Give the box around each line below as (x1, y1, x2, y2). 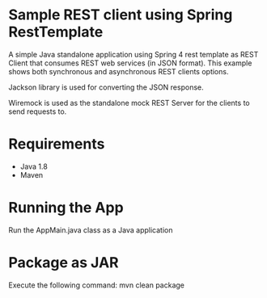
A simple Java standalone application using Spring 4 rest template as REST (8, 49, 259, 59)
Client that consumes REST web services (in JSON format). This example (8, 58, 252, 68)
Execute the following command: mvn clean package (8, 280, 184, 290)
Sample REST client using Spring (8, 6, 233, 24)
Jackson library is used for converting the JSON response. (8, 82, 204, 92)
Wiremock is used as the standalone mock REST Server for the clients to (8, 98, 250, 107)
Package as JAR (8, 254, 119, 271)
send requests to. (8, 107, 67, 116)
